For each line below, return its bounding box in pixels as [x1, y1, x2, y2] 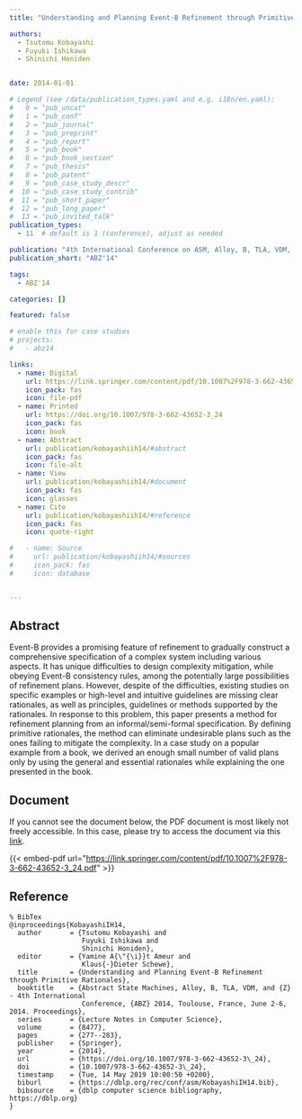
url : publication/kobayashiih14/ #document [25, 478, 187, 487]
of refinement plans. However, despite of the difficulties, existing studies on [9, 680, 289, 691]
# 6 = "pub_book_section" [9, 154, 115, 163]
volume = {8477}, [17, 1023, 106, 1033]
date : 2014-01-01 [9, 78, 75, 88]
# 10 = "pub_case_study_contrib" [9, 186, 139, 196]
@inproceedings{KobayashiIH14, [9, 921, 127, 930]
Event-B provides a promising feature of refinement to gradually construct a [9, 641, 290, 653]
